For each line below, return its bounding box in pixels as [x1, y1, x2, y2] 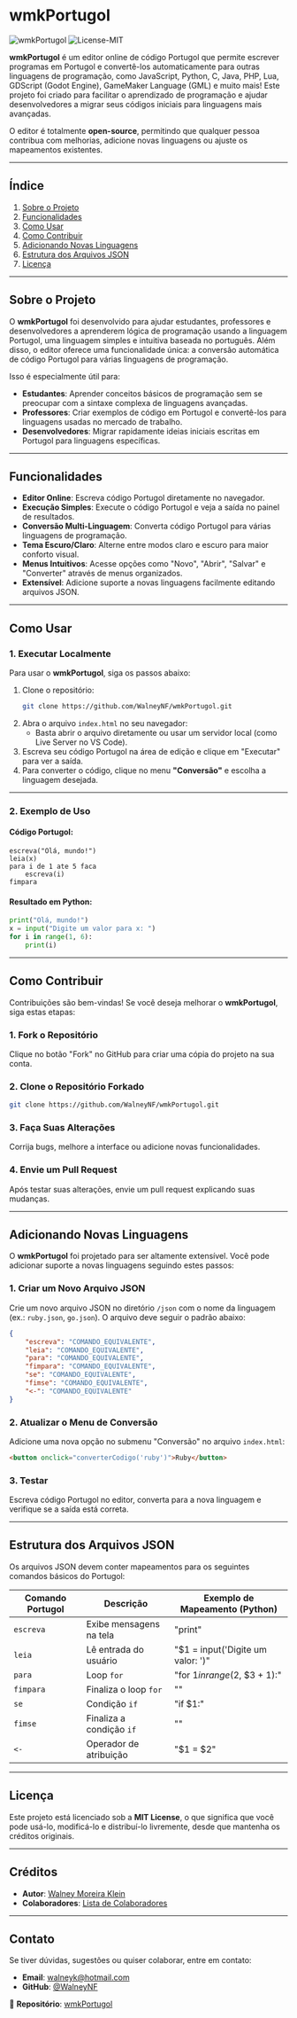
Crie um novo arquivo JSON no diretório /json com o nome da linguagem [9, 1302, 276, 1313]
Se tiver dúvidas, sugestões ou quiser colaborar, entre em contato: [9, 1955, 252, 1966]
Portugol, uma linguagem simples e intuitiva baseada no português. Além [9, 334, 276, 346]
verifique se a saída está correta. [9, 1504, 130, 1514]
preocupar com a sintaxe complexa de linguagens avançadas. [21, 397, 248, 408]
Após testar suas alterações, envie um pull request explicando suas [9, 1184, 255, 1194]
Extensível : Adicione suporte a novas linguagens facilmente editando [21, 577, 276, 588]
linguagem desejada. [21, 774, 99, 785]
